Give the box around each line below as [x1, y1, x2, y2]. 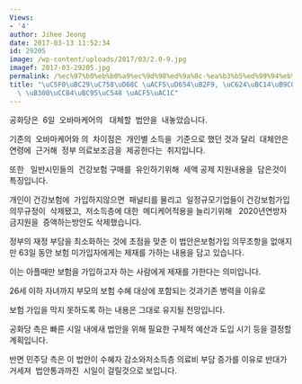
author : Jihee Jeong [9, 30, 87, 39]
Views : [9, 13, 34, 22]
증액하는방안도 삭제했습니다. [42, 217, 142, 228]
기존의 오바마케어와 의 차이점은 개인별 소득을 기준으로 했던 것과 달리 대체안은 [9, 133, 289, 144]
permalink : [9, 72, 50, 81]
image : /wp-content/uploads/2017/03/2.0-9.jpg [9, 55, 187, 64]
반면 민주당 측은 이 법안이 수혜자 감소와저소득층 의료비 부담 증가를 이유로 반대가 [9, 353, 288, 364]
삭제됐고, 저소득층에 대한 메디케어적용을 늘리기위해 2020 [49, 205, 259, 216]
